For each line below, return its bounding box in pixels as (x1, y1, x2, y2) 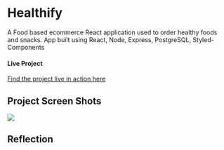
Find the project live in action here (7, 75, 106, 83)
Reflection (7, 133, 54, 145)
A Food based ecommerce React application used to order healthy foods (7, 28, 218, 36)
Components (7, 43, 45, 51)
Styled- (192, 35, 214, 43)
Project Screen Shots (7, 95, 102, 107)
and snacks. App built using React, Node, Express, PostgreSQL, (7, 35, 192, 43)
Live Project (7, 59, 44, 67)
